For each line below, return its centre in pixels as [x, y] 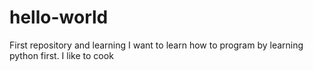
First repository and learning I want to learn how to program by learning [156, 45]
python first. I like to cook [61, 55]
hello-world [59, 17]
